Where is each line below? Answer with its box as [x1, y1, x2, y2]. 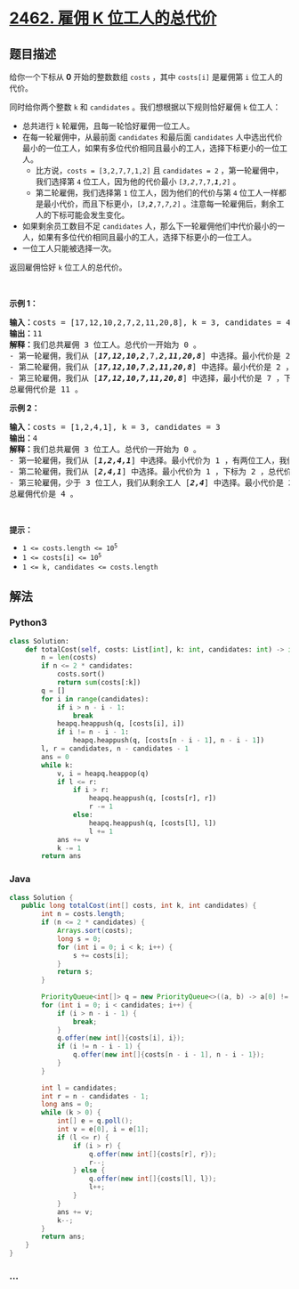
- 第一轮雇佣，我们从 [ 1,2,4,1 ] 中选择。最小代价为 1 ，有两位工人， [9, 456, 279, 466]
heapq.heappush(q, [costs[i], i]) [56, 719, 185, 728]
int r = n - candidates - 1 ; [41, 1091, 149, 1100]
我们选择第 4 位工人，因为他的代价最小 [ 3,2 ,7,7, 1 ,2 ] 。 [35, 176, 241, 187]
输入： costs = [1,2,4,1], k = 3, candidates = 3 [9, 422, 221, 432]
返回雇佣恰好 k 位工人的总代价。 [9, 262, 127, 272]
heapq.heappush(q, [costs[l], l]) [88, 818, 217, 828]
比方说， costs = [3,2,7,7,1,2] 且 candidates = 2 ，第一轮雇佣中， [35, 166, 283, 175]
